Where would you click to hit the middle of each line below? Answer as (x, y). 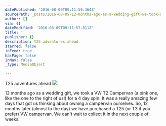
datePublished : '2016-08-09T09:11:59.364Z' (51, 10)
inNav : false (19, 60)
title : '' (15, 32)
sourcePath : (17, 14)
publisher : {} (20, 37)
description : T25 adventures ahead (42, 42)
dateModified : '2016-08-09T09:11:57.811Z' (49, 28)
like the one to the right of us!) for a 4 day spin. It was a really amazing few (81, 98)
